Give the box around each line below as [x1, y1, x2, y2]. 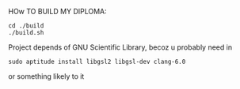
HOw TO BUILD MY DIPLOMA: [8, 7, 107, 16]
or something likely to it [8, 72, 85, 81]
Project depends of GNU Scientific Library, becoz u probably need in [8, 43, 232, 52]
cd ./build [8, 22, 44, 30]
